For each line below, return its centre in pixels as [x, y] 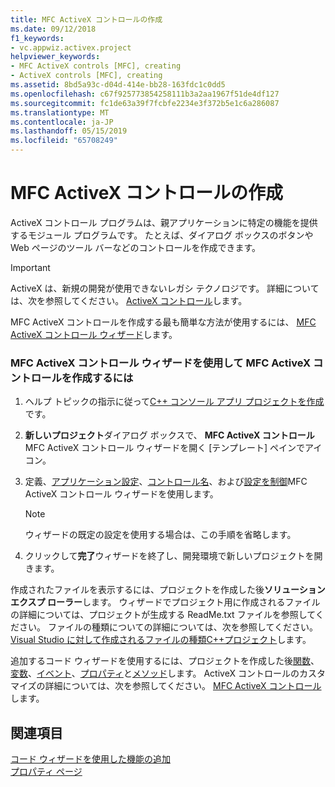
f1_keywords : [37, 38]
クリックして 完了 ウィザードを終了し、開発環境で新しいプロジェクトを [169, 556]
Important [30, 267]
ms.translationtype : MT [60, 112]
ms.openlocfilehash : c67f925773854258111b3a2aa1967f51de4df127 [145, 94]
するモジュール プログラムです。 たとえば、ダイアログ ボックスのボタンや [162, 235]
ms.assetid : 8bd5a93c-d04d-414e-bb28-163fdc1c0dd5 [118, 85]
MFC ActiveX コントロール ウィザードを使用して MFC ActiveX [161, 363]
